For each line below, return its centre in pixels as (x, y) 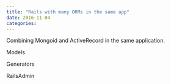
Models (16, 52)
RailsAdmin (20, 76)
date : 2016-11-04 (28, 18)
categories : (21, 23)
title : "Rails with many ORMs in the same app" (68, 12)
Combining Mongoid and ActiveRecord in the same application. (86, 41)
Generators (20, 64)
